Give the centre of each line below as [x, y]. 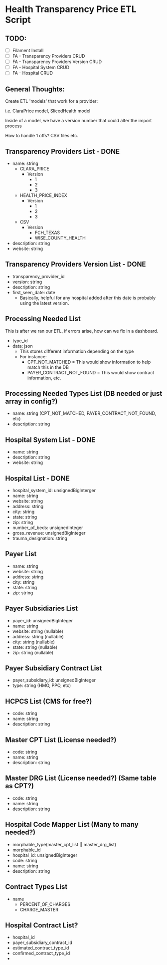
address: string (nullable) [38, 636]
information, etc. [44, 378]
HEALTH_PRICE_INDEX [43, 195]
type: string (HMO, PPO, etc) [42, 685]
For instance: [33, 356]
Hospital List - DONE [37, 478]
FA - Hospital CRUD [33, 73]
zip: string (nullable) [33, 652]
